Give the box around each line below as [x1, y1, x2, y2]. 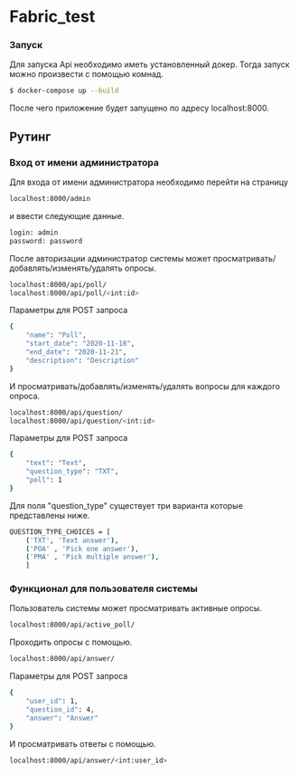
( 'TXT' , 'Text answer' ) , [25, 536, 119, 545]
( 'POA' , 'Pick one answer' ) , [25, 544, 140, 553]
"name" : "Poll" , [25, 330, 88, 340]
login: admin [9, 228, 59, 237]
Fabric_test [9, 6, 96, 27]
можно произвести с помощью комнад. [9, 69, 164, 80]
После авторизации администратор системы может [9, 253, 211, 263]
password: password [9, 236, 83, 245]
